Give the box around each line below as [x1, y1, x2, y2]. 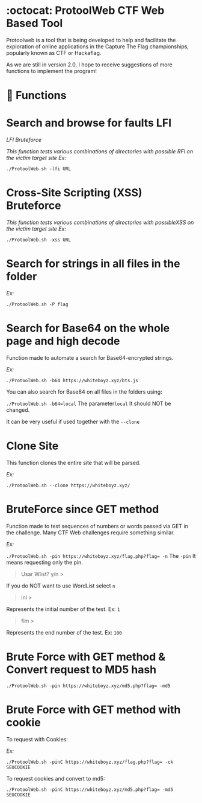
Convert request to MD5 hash [6, 662, 157, 676]
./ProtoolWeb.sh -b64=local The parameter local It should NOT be [6, 400, 171, 407]
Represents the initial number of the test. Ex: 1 [6, 605, 120, 613]
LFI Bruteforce [6, 136, 42, 144]
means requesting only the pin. [6, 558, 83, 566]
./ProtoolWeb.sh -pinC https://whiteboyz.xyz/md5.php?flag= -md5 [6, 786, 173, 793]
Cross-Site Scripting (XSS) [6, 186, 142, 200]
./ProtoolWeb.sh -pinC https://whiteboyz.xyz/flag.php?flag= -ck [6, 759, 173, 765]
